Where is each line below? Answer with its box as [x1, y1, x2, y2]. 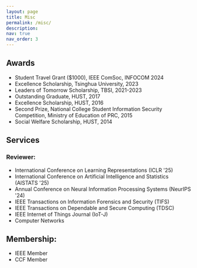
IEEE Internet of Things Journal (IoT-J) [14, 210, 108, 218]
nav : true [6, 31, 31, 37]
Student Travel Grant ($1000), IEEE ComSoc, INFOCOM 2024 [14, 74, 164, 81]
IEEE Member [14, 250, 48, 257]
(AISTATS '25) [14, 179, 49, 186]
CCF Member [14, 256, 48, 263]
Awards [6, 58, 35, 68]
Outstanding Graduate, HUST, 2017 [14, 92, 101, 100]
